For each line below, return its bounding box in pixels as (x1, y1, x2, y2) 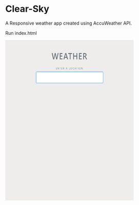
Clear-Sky (5, 3, 50, 15)
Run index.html (5, 30, 37, 36)
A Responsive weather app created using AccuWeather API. (5, 20, 132, 26)
